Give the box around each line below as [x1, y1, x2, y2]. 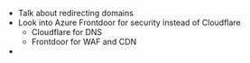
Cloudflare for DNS [31, 27, 103, 37]
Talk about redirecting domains [17, 8, 134, 18]
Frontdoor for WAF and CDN [31, 36, 137, 47]
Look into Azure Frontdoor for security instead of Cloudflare [17, 17, 241, 28]
